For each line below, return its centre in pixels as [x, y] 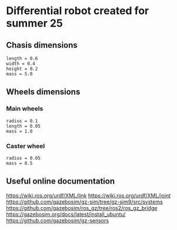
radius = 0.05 [24, 158]
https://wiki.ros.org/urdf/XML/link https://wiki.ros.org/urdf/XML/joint [88, 195]
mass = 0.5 [19, 163]
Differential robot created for [78, 11]
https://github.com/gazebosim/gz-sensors [58, 220]
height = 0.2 [22, 69]
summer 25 [34, 23]
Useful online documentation [61, 181]
